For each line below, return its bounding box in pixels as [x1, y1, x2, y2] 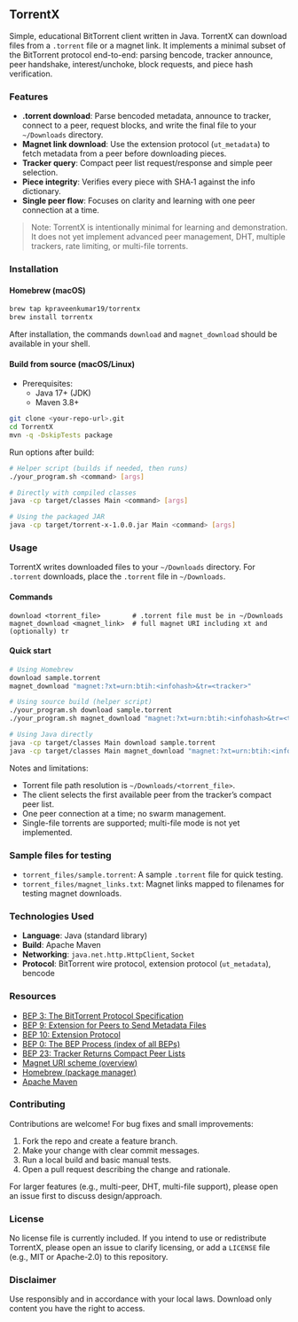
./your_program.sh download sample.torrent [9, 706, 173, 715]
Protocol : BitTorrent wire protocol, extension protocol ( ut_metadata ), [21, 958, 271, 969]
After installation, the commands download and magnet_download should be [9, 328, 278, 340]
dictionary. [21, 186, 62, 197]
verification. [9, 68, 53, 79]
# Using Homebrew [9, 665, 74, 674]
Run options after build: [9, 447, 95, 458]
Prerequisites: [21, 379, 74, 389]
